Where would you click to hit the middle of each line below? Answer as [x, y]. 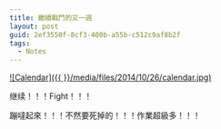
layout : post [34, 26]
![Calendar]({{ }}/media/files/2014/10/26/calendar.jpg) [110, 77]
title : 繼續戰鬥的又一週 [51, 18]
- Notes [32, 52]
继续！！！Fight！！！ [51, 96]
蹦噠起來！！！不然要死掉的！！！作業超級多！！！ [105, 115]
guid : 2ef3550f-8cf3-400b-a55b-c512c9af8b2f [95, 35]
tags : [20, 43]
